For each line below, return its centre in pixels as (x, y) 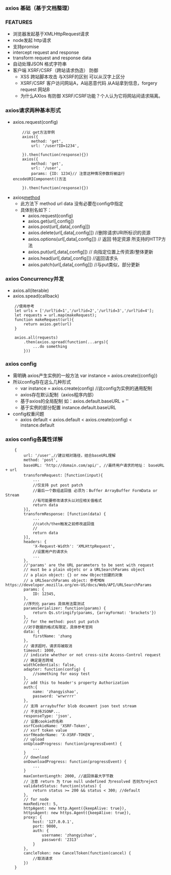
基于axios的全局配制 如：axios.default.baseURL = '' (74, 401)
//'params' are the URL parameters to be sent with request (89, 565)
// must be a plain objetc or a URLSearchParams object (84, 570)
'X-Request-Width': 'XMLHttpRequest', (74, 546)
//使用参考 (25, 306)
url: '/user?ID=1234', (55, 146)
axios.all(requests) (36, 338)
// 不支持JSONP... (42, 712)
